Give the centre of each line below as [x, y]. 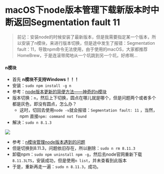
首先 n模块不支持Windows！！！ [46, 80]
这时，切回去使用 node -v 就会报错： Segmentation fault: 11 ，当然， [88, 110]
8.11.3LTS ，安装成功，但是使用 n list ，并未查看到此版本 [70, 161]
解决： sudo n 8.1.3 [32, 122]
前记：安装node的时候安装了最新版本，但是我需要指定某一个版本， [84, 37]
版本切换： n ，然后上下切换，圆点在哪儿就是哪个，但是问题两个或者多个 [84, 98]
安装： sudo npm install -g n [42, 86]
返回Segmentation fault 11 [67, 22]
